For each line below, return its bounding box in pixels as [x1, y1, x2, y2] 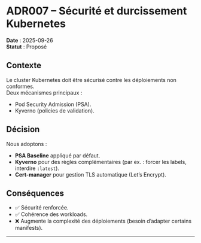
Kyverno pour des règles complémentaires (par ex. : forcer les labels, [14, 158, 187, 165]
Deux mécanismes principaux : [6, 89, 83, 96]
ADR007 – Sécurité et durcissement [6, 4, 187, 18]
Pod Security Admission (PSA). [14, 101, 92, 108]
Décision [6, 124, 40, 135]
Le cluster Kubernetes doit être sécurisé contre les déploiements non [6, 76, 176, 83]
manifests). [14, 224, 43, 232]
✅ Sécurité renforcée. [14, 204, 69, 211]
